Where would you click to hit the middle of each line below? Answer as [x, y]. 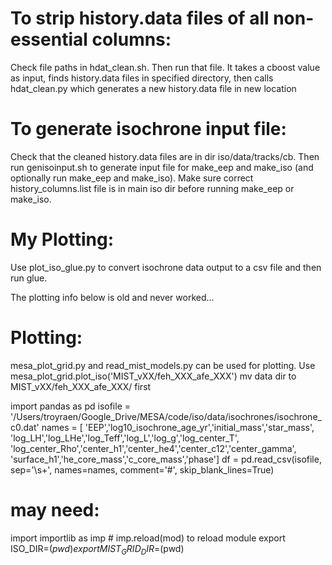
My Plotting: [62, 239]
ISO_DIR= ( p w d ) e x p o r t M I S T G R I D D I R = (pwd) [97, 549]
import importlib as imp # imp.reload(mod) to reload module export [148, 538]
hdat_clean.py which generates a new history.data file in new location [153, 88]
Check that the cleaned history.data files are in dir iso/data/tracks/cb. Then [165, 156]
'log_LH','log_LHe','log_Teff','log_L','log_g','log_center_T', [125, 438]
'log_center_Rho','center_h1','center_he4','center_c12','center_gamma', [153, 448]
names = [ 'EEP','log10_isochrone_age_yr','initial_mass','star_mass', [178, 427]
